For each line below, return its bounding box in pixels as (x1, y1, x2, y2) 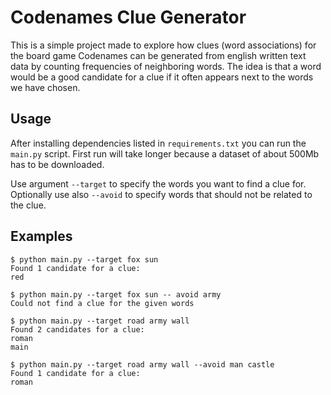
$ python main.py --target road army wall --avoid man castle (10, 359, 275, 370)
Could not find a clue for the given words (10, 298, 195, 308)
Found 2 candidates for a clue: (10, 324, 145, 335)
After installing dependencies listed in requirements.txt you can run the (10, 137, 307, 149)
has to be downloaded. (10, 158, 105, 170)
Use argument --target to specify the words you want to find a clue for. (10, 177, 307, 190)
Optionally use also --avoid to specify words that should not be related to (10, 188, 313, 200)
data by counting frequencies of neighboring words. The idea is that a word (10, 60, 322, 72)
